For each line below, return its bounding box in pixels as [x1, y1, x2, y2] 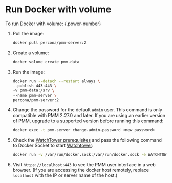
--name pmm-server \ [12, 93, 57, 98]
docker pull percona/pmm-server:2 [12, 40, 87, 45]
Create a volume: [12, 50, 49, 56]
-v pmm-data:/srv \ [12, 88, 55, 93]
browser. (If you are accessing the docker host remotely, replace [12, 167, 149, 173]
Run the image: [12, 68, 45, 75]
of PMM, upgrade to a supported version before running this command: [12, 118, 164, 124]
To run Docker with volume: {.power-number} [5, 20, 101, 27]
